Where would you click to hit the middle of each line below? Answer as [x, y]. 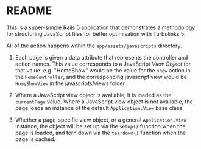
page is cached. [35, 139]
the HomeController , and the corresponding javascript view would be [101, 77]
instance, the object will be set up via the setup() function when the [100, 126]
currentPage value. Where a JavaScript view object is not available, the [104, 102]
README [29, 11]
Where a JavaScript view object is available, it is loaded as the [93, 95]
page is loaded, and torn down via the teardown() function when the [100, 133]
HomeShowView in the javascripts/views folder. [71, 83]
